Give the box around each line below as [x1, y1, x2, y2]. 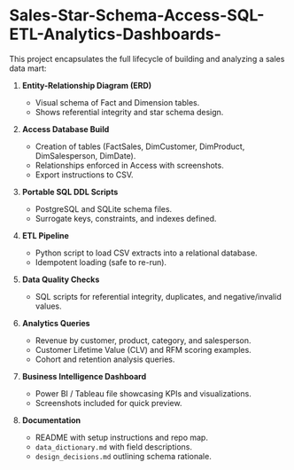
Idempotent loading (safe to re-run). [35, 256, 166, 267]
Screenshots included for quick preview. [35, 397, 182, 408]
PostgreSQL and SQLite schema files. [35, 203, 173, 214]
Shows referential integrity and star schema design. [35, 106, 224, 117]
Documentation [21, 414, 81, 426]
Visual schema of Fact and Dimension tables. [35, 97, 200, 107]
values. [35, 301, 62, 311]
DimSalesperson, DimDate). [35, 150, 136, 161]
